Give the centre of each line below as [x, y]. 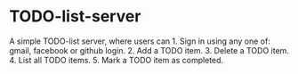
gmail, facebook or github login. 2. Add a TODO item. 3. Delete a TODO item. [149, 50]
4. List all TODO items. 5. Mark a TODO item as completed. [117, 60]
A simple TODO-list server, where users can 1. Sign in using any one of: [140, 41]
